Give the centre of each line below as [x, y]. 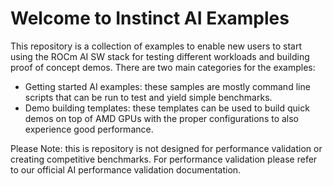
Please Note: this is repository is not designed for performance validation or [166, 148]
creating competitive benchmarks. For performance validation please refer [164, 159]
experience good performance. [89, 129]
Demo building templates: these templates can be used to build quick [167, 108]
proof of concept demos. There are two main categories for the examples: [163, 67]
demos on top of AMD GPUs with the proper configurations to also [162, 118]
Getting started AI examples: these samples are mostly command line [167, 86]
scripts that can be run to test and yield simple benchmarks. [148, 97]
